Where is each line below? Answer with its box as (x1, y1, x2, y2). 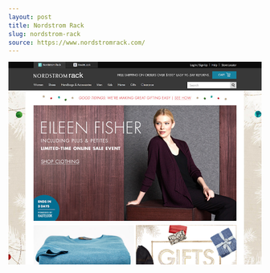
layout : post (8, 13, 52, 21)
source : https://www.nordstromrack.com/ (8, 39, 146, 47)
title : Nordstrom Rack (8, 21, 84, 30)
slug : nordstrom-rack (8, 30, 81, 38)
